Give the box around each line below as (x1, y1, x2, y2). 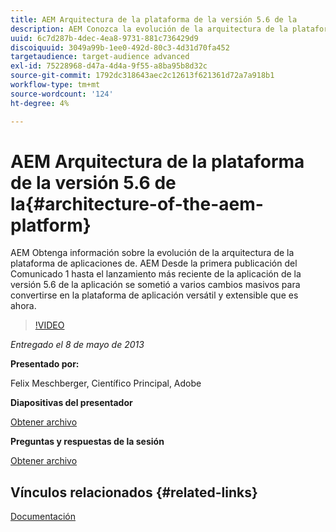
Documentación (10, 511, 77, 523)
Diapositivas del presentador (10, 397, 133, 409)
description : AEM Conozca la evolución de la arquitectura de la (10, 24, 288, 34)
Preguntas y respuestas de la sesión (10, 436, 165, 448)
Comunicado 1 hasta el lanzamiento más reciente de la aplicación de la (10, 268, 302, 280)
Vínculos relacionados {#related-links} (10, 484, 258, 501)
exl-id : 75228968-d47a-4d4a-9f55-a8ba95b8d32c (10, 61, 208, 71)
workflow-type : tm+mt (10, 80, 101, 90)
